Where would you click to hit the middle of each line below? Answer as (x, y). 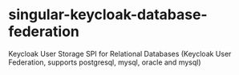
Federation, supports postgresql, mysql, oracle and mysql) (105, 62)
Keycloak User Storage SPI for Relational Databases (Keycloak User (120, 53)
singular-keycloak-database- (108, 15)
